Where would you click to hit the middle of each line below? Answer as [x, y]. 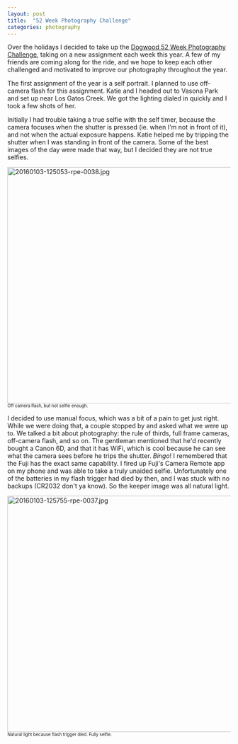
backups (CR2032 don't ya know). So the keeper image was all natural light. [118, 486]
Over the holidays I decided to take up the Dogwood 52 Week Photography [117, 47]
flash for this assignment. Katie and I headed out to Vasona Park [124, 91]
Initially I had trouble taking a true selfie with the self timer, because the [112, 120]
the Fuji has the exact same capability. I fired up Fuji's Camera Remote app [116, 464]
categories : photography [44, 27]
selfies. [18, 157]
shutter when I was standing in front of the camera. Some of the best [108, 142]
